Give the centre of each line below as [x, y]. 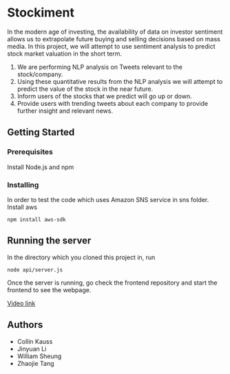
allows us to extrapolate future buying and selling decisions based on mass [114, 38]
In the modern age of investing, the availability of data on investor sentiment [115, 32]
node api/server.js [35, 269]
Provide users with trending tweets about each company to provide [113, 103]
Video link [21, 303]
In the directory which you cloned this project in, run [81, 257]
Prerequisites [30, 152]
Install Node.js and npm [41, 167]
